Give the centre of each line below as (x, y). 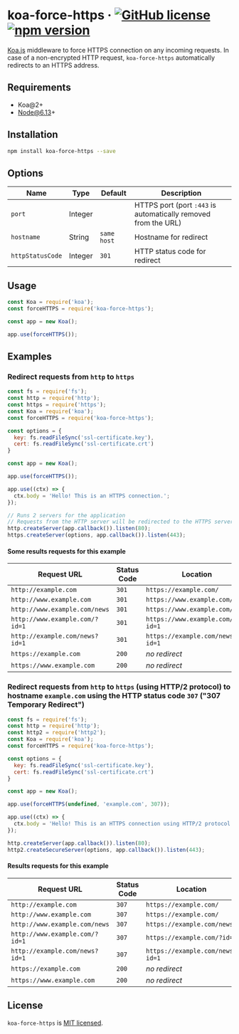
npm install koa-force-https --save (62, 151)
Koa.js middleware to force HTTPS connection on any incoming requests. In (118, 50)
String (79, 237)
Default (113, 194)
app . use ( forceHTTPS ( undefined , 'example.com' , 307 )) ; (89, 804)
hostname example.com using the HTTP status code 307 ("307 (114, 696)
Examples (30, 356)
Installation (33, 135)
